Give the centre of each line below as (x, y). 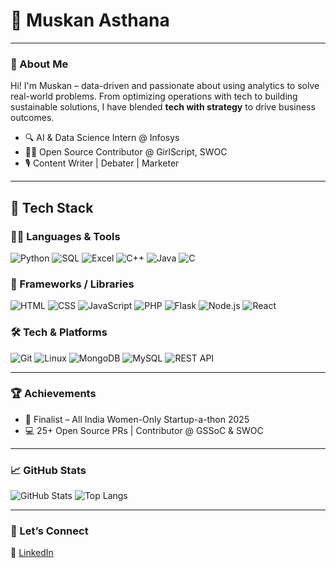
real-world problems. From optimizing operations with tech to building (154, 96)
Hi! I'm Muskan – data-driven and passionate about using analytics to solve (165, 86)
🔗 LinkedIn (32, 553)
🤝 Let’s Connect (49, 531)
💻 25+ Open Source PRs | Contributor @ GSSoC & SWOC (144, 430)
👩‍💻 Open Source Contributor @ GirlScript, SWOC (126, 152)
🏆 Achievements (53, 394)
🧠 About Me (39, 64)
